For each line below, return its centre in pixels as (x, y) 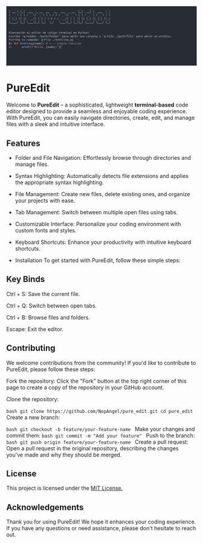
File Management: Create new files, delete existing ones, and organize (102, 194)
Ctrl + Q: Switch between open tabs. (52, 306)
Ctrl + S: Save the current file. (43, 294)
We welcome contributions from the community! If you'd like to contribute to (101, 363)
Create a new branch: (33, 417)
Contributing (31, 348)
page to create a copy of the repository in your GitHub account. (85, 387)
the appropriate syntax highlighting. (59, 183)
